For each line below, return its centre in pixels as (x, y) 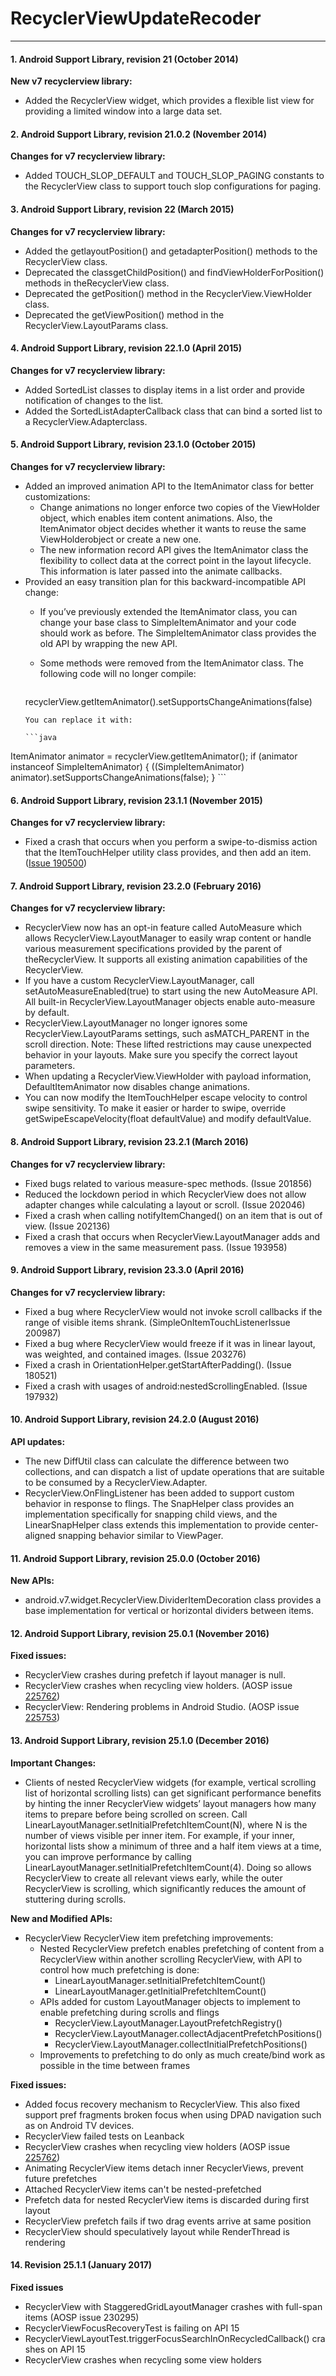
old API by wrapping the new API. (108, 643)
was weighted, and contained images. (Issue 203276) (135, 1354)
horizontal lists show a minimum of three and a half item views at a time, (173, 1846)
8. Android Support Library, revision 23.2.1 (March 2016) (129, 1141)
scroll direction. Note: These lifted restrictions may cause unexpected (168, 1044)
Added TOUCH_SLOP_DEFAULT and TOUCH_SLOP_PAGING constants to (174, 176)
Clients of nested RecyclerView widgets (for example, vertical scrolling (170, 1782)
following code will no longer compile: (118, 673)
